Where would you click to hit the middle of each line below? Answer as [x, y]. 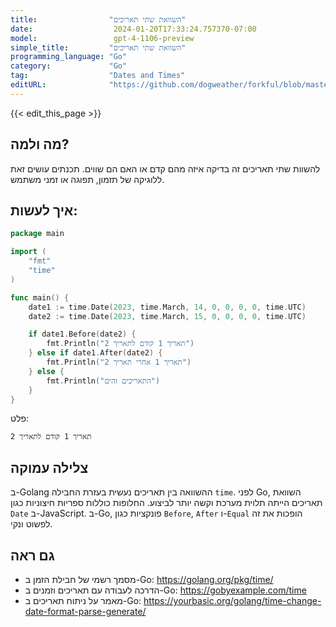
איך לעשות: [44, 210]
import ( [28, 252]
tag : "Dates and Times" [98, 76]
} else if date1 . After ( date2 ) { [95, 353]
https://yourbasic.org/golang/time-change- [232, 600]
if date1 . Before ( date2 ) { [82, 334]
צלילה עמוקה [49, 467]
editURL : [28, 85]
